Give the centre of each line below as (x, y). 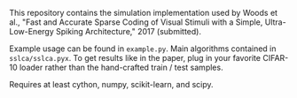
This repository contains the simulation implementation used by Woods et (143, 13)
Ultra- (275, 22)
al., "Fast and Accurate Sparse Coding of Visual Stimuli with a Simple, (136, 22)
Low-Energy (32, 31)
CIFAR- (276, 58)
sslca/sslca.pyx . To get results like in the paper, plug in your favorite (135, 58)
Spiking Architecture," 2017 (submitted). (129, 31)
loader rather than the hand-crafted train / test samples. (121, 67)
